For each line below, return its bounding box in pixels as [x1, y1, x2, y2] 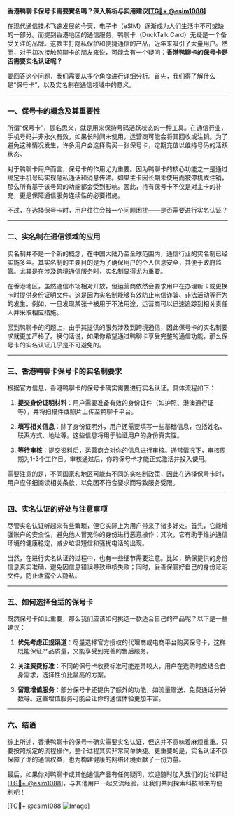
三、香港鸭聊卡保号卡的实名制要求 [7, 366, 122, 376]
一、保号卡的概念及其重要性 [7, 106, 101, 116]
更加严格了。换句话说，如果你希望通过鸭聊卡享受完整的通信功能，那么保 [19, 331, 228, 340]
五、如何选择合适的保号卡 [7, 597, 94, 607]
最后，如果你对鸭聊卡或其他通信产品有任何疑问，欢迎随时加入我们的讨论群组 [7, 770, 228, 778]
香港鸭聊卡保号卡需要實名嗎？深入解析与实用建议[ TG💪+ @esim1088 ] [7, 7, 206, 15]
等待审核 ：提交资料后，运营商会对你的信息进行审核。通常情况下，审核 [17, 446, 220, 454]
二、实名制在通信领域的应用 [7, 232, 101, 241]
